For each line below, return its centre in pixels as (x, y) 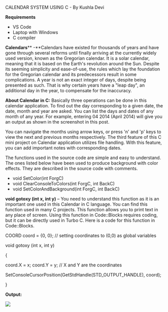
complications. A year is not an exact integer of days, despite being (76, 80)
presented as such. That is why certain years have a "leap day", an (75, 85)
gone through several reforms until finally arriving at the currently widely (81, 53)
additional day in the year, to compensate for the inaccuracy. (69, 90)
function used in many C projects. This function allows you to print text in (82, 209)
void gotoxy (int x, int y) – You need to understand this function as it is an (82, 199)
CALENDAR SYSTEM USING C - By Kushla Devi (55, 7)
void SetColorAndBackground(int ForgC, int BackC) (66, 189)
